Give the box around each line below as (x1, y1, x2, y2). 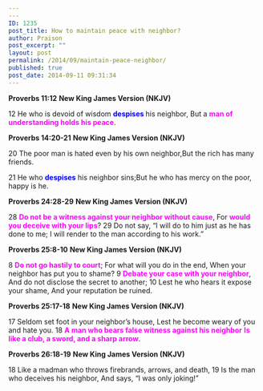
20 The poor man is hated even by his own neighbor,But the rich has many (8, 148, 254, 158)
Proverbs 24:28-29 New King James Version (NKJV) (8, 196, 188, 206)
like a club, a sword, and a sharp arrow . (8, 333, 141, 343)
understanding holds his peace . (8, 117, 116, 127)
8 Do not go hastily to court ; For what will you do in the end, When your (8, 260, 246, 269)
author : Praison (8, 34, 63, 42)
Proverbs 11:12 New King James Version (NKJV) (8, 93, 171, 103)
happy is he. (8, 181, 50, 191)
